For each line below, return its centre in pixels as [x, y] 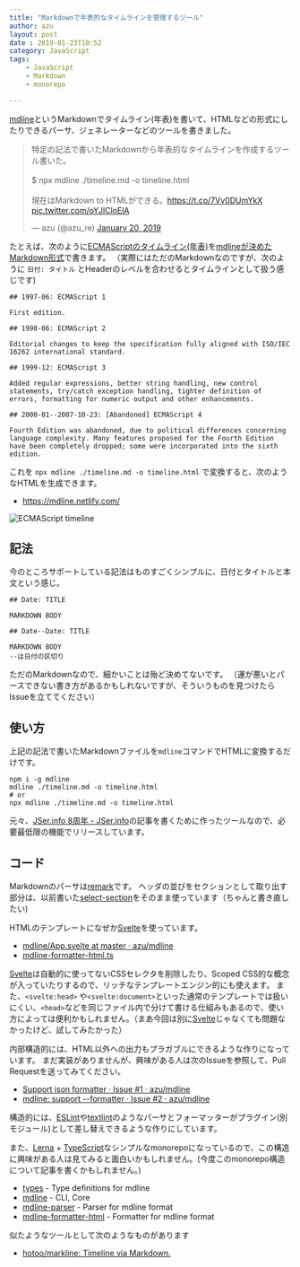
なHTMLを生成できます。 [56, 483]
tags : [19, 59]
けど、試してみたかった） [80, 1030]
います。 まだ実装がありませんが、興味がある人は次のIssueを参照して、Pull [148, 1061]
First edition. [38, 312]
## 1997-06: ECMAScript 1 [57, 297]
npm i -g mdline [39, 780]
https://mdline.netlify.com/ [71, 501]
